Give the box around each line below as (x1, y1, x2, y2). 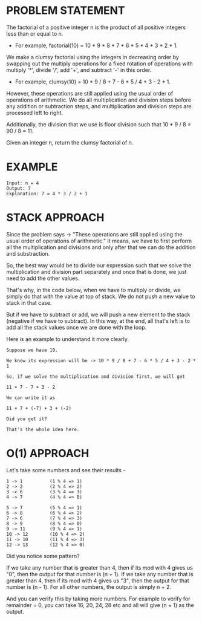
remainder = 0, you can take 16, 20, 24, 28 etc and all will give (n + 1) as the (6, 601, 195, 608)
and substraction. (6, 250, 50, 257)
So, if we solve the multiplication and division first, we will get (6, 373, 186, 380)
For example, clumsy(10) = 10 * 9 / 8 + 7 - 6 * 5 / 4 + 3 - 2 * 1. (15, 78, 171, 85)
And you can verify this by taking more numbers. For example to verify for (6, 595, 191, 602)
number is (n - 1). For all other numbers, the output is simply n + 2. (6, 583, 171, 590)
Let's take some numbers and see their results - (6, 466, 126, 473)
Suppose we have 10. (6, 347, 59, 353)
